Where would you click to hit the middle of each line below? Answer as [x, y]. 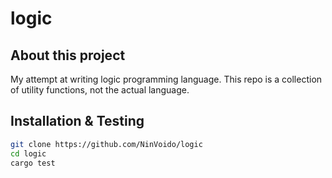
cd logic [28, 153]
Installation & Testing [77, 121]
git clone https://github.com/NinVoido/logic [106, 144]
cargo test [33, 163]
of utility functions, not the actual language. [100, 90]
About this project [68, 55]
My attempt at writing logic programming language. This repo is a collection [166, 79]
